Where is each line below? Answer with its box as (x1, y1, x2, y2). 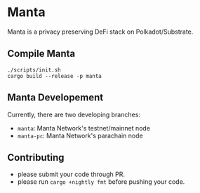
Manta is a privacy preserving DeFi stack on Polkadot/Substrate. (7, 27, 194, 36)
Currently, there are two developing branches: (7, 110, 140, 119)
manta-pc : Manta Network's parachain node (17, 131, 143, 140)
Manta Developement (7, 92, 104, 104)
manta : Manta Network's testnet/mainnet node (17, 124, 151, 132)
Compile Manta (7, 48, 76, 60)
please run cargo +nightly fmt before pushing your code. (17, 178, 185, 186)
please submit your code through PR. (17, 170, 125, 179)
